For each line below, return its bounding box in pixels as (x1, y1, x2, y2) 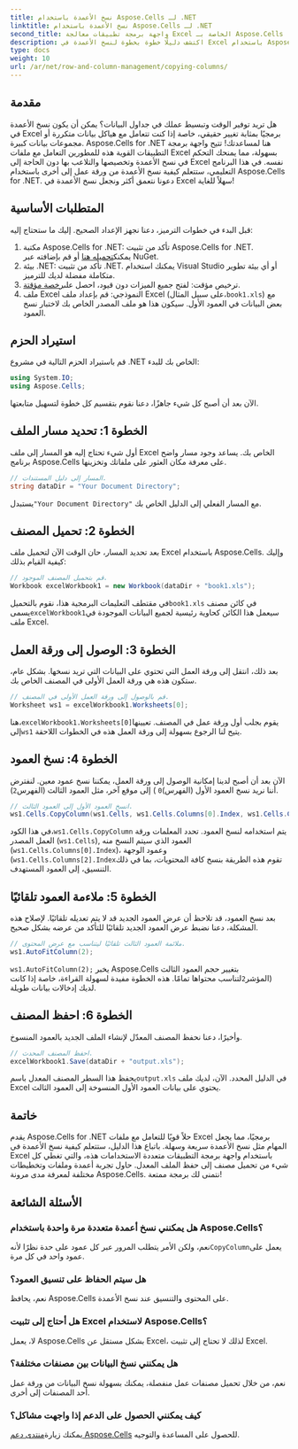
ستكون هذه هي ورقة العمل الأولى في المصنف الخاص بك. (10, 675, 197, 686)
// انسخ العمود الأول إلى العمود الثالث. (10, 802, 134, 810)
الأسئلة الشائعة (10, 1195, 82, 1210)
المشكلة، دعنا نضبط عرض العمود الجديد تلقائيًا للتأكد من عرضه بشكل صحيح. (10, 922, 259, 933)
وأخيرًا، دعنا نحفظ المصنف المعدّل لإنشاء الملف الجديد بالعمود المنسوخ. (10, 1031, 242, 1042)
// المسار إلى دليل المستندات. (10, 473, 107, 483)
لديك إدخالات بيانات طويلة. (10, 982, 96, 993)
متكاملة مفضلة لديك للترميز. (22, 269, 116, 280)
